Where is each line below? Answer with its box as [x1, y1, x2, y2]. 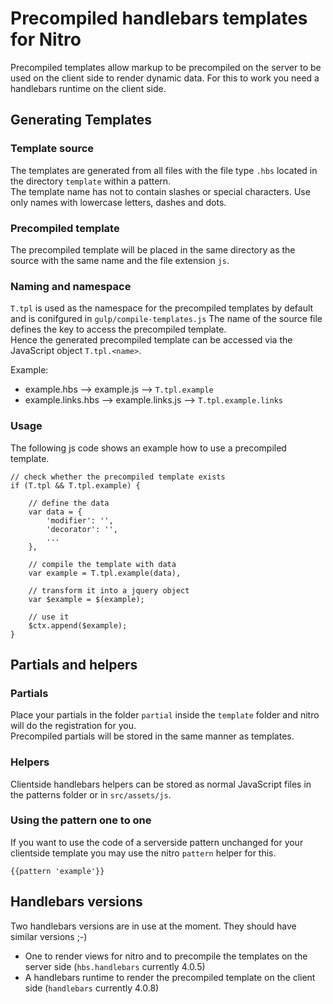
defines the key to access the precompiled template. [10, 323, 227, 336]
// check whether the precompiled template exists [10, 472, 226, 482]
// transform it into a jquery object [28, 585, 190, 596]
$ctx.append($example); [28, 620, 128, 631]
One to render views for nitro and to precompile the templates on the [24, 950, 308, 962]
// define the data [28, 498, 110, 508]
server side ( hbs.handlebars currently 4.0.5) [24, 960, 206, 972]
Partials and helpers [10, 656, 138, 673]
